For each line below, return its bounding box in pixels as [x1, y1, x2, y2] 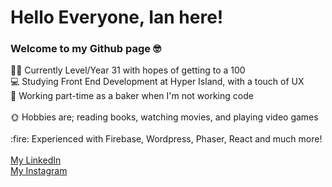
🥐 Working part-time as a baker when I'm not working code [10, 90, 254, 102]
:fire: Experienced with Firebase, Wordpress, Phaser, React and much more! [10, 133, 323, 145]
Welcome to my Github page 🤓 [10, 42, 162, 56]
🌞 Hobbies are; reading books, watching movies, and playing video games [10, 111, 319, 123]
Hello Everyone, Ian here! [10, 6, 224, 29]
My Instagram [10, 165, 68, 177]
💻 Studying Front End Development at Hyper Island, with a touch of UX [10, 76, 305, 88]
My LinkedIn [10, 154, 62, 166]
